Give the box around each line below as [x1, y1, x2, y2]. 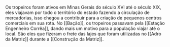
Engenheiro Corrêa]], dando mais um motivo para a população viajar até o [5, 25, 160, 31]
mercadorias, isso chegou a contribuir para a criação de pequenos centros [5, 15, 162, 20]
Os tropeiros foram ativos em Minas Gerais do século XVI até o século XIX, [5, 4, 161, 10]
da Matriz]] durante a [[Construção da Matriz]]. [5, 36, 104, 42]
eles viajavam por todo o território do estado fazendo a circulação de [5, 9, 150, 15]
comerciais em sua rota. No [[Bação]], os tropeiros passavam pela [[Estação [5, 20, 165, 26]
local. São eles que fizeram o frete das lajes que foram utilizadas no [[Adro [5, 31, 161, 36]
